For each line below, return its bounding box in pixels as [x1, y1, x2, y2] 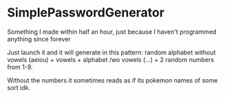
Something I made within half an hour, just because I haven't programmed [7, 28, 217, 36]
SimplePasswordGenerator [7, 5, 165, 21]
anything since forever [7, 34, 71, 43]
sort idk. [7, 83, 31, 91]
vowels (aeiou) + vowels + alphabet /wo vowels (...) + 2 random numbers [7, 55, 215, 63]
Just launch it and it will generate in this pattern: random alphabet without [7, 48, 216, 56]
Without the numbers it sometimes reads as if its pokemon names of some [7, 76, 218, 84]
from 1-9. [7, 63, 33, 71]
